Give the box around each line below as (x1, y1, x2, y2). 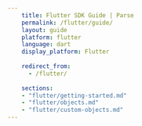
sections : (21, 84, 54, 92)
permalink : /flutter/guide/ (21, 19, 113, 27)
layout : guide (21, 26, 67, 34)
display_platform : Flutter (21, 48, 110, 56)
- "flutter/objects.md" (21, 99, 100, 106)
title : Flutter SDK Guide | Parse (21, 11, 134, 20)
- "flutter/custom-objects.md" (21, 106, 124, 114)
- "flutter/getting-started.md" (21, 92, 127, 99)
